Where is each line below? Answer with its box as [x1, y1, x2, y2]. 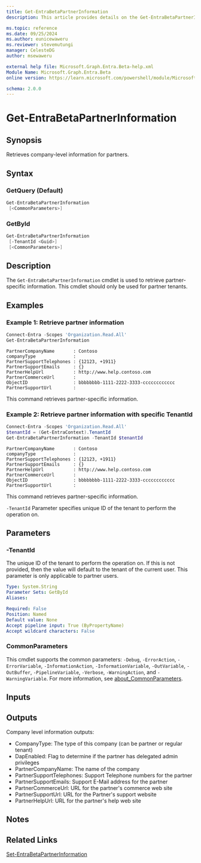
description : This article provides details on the [6, 14, 138, 20]
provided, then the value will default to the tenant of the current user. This [6, 566, 188, 573]
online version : [6, 75, 47, 81]
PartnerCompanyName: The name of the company [14, 765, 140, 772]
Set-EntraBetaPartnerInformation [6, 850, 88, 858]
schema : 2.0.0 [6, 86, 42, 92]
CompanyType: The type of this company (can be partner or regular [14, 740, 182, 747]
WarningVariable [6, 676, 47, 682]
